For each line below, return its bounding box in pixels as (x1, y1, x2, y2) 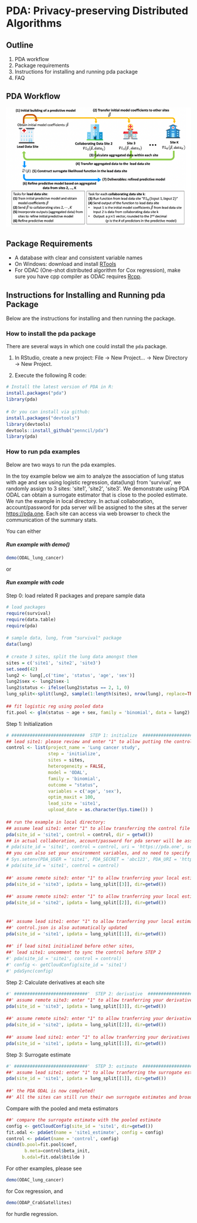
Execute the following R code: (14, 372, 87, 379)
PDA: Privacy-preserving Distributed (6, 4, 189, 18)
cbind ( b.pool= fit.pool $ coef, (6, 1142, 77, 1148)
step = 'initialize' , (47, 751, 101, 757)
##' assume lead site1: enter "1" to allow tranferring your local (6, 918, 175, 924)
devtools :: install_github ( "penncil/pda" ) (6, 428, 109, 434)
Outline (6, 40, 33, 50)
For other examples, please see (6, 1165, 82, 1172)
